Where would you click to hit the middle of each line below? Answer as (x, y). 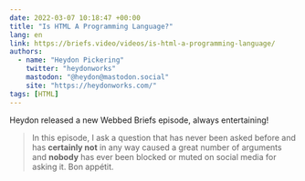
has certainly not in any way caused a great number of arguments (157, 147)
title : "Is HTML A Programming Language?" (91, 26)
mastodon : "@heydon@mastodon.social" (98, 77)
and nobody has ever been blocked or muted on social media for (154, 156)
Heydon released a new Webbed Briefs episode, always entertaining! (139, 120)
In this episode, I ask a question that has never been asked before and (164, 137)
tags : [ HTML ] (34, 94)
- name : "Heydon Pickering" (71, 60)
